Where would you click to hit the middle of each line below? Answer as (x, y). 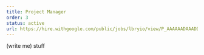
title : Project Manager (36, 12)
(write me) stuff (26, 46)
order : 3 (17, 18)
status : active (25, 23)
